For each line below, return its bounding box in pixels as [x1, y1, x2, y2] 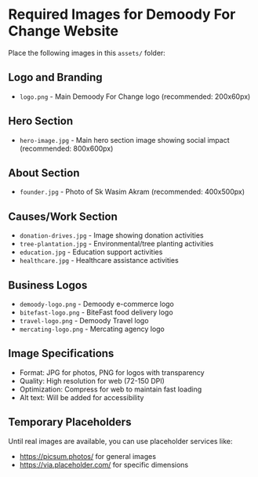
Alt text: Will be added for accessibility [19, 392, 144, 402]
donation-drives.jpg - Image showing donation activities [19, 231, 204, 240]
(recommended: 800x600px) [19, 144, 114, 153]
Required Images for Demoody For [8, 5, 236, 24]
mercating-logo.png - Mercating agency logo [19, 324, 165, 333]
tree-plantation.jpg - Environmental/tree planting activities [19, 239, 214, 249]
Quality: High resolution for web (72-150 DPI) [19, 376, 165, 385]
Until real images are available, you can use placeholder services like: [8, 436, 233, 446]
